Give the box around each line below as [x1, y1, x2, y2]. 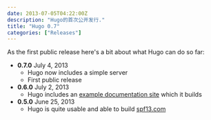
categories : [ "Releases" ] [7, 29, 81, 36]
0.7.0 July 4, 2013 [17, 61, 68, 69]
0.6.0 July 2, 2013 [17, 83, 70, 91]
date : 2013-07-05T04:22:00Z [7, 10, 88, 17]
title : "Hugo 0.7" [7, 23, 60, 29]
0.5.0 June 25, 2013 [17, 97, 75, 106]
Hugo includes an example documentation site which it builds [27, 91, 202, 99]
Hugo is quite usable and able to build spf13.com [27, 105, 166, 113]
